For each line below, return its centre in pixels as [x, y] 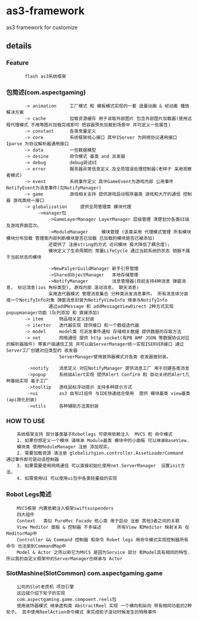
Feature [17, 63]
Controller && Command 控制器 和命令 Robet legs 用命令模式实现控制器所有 [103, 540]
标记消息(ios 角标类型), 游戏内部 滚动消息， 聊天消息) [78, 287]
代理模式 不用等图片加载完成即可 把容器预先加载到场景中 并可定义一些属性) [90, 125]
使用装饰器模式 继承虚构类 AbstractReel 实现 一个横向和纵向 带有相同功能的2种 [104, 606]
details [19, 46]
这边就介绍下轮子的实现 [41, 593]
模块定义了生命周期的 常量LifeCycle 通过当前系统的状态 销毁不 [117, 251]
